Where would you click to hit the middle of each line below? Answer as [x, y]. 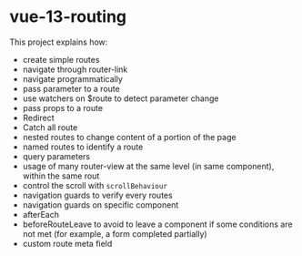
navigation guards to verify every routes [97, 195]
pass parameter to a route [71, 88]
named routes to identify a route [83, 147]
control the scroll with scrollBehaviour [95, 185]
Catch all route [50, 127]
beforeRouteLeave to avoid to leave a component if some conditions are [157, 224]
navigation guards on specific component [101, 205]
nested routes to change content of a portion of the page [129, 137]
